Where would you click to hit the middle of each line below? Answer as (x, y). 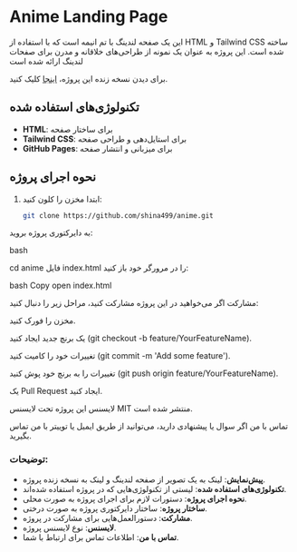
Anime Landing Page (89, 17)
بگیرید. (20, 436)
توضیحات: (29, 459)
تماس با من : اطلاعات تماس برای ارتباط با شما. (101, 537)
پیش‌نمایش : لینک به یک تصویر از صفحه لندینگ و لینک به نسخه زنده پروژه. (144, 479)
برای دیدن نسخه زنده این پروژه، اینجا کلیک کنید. (89, 78)
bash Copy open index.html (61, 286)
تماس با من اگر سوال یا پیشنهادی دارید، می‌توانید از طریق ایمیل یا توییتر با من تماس (149, 426)
